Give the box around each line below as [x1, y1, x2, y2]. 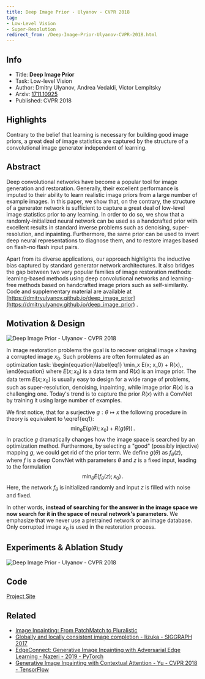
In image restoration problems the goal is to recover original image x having [6, 347, 197, 354]
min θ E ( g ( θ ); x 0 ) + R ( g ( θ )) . [70, 424, 136, 433]
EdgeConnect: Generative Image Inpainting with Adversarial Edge [15, 646, 181, 654]
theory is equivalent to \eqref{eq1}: [6, 415, 95, 422]
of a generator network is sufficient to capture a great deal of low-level [6, 204, 185, 212]
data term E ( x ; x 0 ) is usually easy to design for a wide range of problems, [6, 375, 190, 384]
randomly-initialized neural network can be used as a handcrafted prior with [6, 217, 198, 224]
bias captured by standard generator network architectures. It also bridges [6, 261, 195, 269]
